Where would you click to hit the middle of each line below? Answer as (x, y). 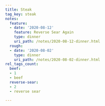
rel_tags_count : (22, 64)
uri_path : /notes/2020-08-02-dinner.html (57, 60)
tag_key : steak (21, 14)
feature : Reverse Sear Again (44, 32)
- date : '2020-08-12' (32, 28)
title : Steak (18, 10)
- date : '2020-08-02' (32, 50)
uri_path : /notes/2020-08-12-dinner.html (57, 42)
